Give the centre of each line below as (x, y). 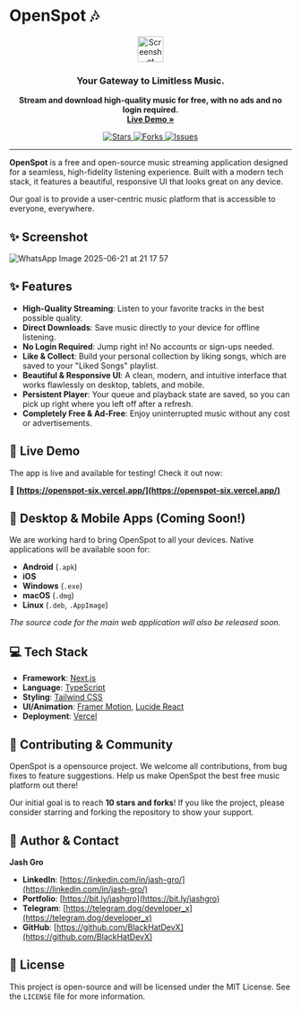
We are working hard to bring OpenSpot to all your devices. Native (132, 540)
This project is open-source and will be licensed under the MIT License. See (150, 987)
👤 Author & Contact (64, 841)
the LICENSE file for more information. (77, 996)
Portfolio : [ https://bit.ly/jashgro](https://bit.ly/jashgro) (121, 898)
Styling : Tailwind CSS (62, 697)
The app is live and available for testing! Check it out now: (116, 473)
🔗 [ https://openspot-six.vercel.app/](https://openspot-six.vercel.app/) (145, 490)
